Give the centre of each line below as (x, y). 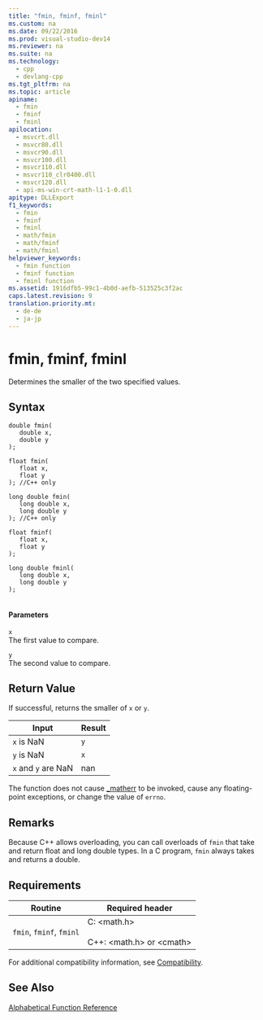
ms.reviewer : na (36, 46)
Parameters (28, 615)
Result (94, 728)
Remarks (32, 823)
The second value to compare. (60, 663)
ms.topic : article (39, 92)
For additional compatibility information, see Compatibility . (106, 962)
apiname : (23, 99)
